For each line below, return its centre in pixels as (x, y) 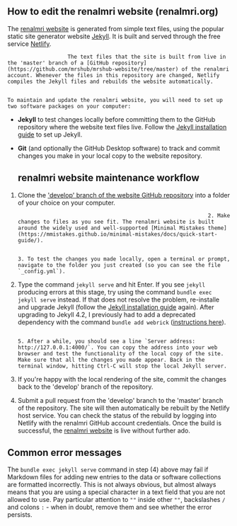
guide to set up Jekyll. (50, 135)
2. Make (219, 215)
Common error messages (65, 453)
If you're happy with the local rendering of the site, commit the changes (122, 379)
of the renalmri (206, 69)
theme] (218, 228)
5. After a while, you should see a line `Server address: (106, 341)
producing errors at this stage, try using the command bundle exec (115, 292)
